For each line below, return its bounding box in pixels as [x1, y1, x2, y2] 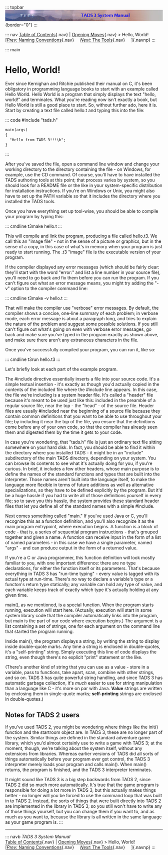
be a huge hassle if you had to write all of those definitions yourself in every [5, 493, 161, 499]
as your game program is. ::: [5, 819, 63, 825]
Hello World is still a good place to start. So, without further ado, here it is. [5, 102, 157, 108]
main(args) [5, 128, 28, 133]
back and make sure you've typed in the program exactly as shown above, [5, 332, 159, 338]
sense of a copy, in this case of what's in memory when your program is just [5, 244, 162, 250]
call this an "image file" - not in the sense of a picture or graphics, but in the [5, 238, 161, 244]
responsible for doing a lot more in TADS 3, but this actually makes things [5, 787, 156, 793]
